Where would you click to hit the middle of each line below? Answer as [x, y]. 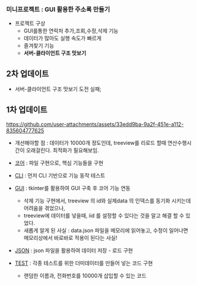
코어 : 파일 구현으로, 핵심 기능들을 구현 [59, 163]
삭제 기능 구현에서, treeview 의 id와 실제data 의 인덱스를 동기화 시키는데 [107, 201]
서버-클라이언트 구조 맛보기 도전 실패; [58, 89]
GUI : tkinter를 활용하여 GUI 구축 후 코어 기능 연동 [72, 188]
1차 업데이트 [27, 110]
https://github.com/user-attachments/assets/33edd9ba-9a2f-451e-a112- [95, 124]
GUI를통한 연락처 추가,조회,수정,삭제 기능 [71, 31]
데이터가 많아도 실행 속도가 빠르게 [63, 38]
